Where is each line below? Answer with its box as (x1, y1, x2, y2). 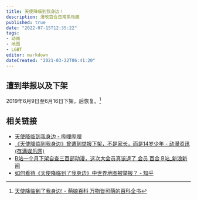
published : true (6, 19, 46, 25)
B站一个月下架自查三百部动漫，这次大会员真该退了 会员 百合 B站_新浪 (14, 154, 183, 161)
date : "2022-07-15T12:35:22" (6, 25, 77, 31)
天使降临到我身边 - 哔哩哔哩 (14, 133, 82, 140)
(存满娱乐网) (14, 147, 45, 154)
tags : (6, 30, 19, 36)
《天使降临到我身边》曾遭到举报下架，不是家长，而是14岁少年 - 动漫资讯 (14, 140, 190, 147)
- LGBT (6, 47, 22, 53)
